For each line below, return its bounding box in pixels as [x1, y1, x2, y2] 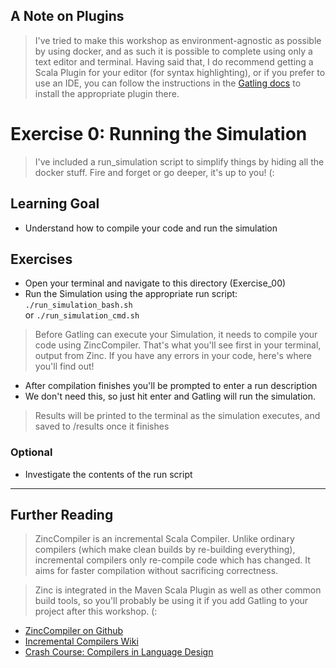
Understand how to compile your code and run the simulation [24, 222, 278, 234]
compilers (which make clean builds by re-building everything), [34, 544, 296, 556]
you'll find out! [34, 360, 95, 373]
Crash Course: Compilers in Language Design [24, 646, 214, 658]
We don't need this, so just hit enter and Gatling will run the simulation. [24, 390, 317, 403]
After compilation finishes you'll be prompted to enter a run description [24, 380, 318, 392]
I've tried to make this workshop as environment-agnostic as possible [34, 34, 322, 46]
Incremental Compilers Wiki [24, 635, 139, 648]
